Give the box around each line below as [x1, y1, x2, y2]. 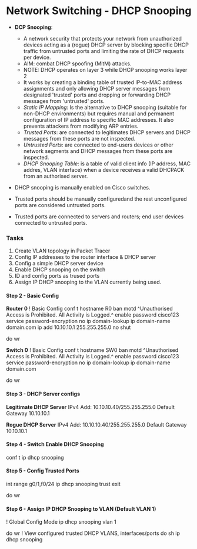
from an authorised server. [23, 172, 88, 179]
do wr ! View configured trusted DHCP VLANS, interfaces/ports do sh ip [6, 530, 181, 537]
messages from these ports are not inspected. [23, 135, 136, 142]
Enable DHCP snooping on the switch [14, 266, 106, 273]
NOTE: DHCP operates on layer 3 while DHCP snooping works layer [23, 66, 188, 73]
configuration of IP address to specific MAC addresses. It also [23, 116, 174, 123]
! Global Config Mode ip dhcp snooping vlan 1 [6, 518, 116, 525]
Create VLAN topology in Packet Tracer [14, 247, 111, 254]
